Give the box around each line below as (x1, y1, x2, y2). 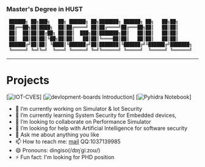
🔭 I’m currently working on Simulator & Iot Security (15, 105, 142, 113)
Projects (6, 73, 50, 87)
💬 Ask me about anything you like (15, 131, 99, 138)
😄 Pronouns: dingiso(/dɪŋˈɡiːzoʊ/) (15, 147, 101, 154)
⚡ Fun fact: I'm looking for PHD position (15, 154, 115, 161)
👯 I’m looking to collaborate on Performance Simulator (15, 118, 151, 126)
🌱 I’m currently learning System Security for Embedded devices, (15, 112, 177, 119)
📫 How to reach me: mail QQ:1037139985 (15, 138, 121, 145)
